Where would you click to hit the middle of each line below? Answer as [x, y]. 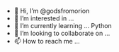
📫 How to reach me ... [47, 41]
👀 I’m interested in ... [44, 18]
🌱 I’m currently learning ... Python [63, 26]
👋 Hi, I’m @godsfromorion [52, 11]
